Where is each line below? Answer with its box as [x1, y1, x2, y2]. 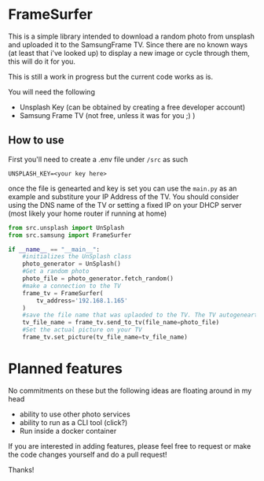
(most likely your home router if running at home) [8, 209, 167, 218]
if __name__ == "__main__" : [8, 246, 101, 253]
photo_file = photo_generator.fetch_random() [22, 275, 174, 283]
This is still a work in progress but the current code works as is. [8, 72, 214, 81]
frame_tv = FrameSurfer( [22, 289, 104, 297]
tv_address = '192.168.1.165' [36, 297, 128, 305]
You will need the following [8, 87, 96, 96]
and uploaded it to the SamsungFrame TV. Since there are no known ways [8, 39, 248, 49]
